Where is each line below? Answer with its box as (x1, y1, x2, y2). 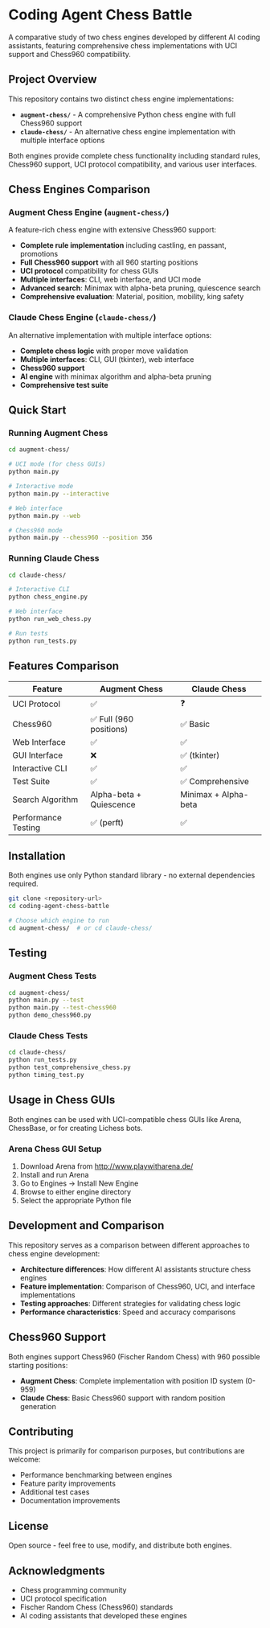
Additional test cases (19, 1487, 90, 1497)
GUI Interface (12, 750, 63, 761)
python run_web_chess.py (8, 615, 92, 623)
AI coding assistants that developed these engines (19, 1611, 187, 1620)
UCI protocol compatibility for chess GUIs (19, 266, 159, 276)
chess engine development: (8, 1248, 100, 1258)
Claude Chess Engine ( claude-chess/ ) (8, 312, 157, 323)
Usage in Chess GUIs (8, 1093, 116, 1107)
